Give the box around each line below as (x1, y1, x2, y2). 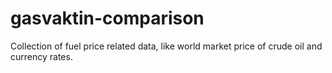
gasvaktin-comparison (10, 7, 205, 30)
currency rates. (10, 50, 73, 62)
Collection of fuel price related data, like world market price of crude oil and (10, 40, 323, 52)
